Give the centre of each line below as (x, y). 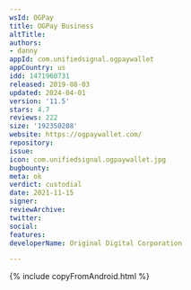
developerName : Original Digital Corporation (95, 243)
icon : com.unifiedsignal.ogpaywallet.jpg (88, 159)
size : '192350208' (43, 127)
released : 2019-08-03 (50, 84)
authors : (26, 43)
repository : (31, 143)
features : (28, 234)
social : (24, 226)
